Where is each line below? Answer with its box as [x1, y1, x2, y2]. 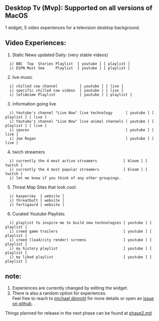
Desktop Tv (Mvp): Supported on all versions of [5, 4, 153, 12]
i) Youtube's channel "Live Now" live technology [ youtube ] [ [9, 110, 154, 115]
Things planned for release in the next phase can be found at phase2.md [5, 310, 152, 316]
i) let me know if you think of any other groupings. [9, 175, 121, 180]
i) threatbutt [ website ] [9, 198, 65, 203]
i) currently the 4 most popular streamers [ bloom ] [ [9, 167, 148, 172]
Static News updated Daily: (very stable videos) [12, 51, 109, 58]
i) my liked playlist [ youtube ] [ [9, 254, 152, 259]
